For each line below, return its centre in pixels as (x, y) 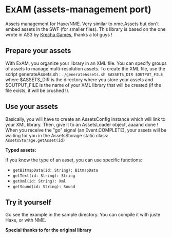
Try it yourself (28, 202)
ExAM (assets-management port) (78, 10)
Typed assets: (21, 150)
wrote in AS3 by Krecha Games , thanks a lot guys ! (59, 34)
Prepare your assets (38, 51)
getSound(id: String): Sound (44, 187)
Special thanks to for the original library (49, 230)
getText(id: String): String (44, 176)
